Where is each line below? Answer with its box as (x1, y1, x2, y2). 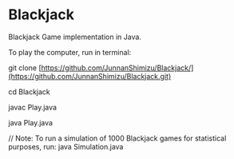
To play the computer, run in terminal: (8, 47, 132, 57)
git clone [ (8, 62, 42, 73)
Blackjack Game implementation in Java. (8, 32, 142, 42)
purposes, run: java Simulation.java (8, 141, 124, 151)
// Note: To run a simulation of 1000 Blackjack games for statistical (8, 133, 227, 143)
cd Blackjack (8, 86, 50, 97)
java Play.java (8, 117, 54, 127)
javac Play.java (8, 102, 58, 112)
